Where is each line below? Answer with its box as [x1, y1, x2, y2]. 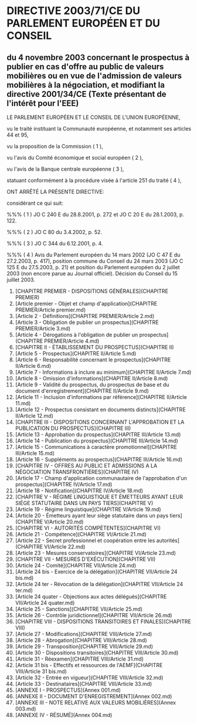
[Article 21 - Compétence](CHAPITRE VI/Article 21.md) [15, 531, 147, 537]
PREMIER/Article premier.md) [15, 306, 86, 313]
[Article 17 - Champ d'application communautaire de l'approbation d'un [15, 475, 187, 482]
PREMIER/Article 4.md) [44, 337, 100, 344]
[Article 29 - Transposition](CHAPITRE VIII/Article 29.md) [15, 643, 154, 649]
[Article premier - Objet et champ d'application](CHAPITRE [15, 300, 158, 307]
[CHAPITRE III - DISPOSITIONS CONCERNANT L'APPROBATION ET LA [15, 418, 185, 425]
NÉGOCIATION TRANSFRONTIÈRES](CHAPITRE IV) [15, 468, 139, 475]
